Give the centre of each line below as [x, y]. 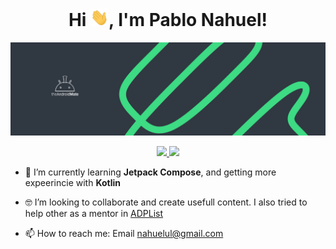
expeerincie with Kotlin [72, 183]
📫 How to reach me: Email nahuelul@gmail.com [124, 234]
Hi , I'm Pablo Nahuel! [168, 20]
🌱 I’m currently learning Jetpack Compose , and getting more [150, 172]
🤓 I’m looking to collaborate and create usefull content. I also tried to [166, 202]
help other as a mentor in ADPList [94, 214]
